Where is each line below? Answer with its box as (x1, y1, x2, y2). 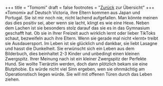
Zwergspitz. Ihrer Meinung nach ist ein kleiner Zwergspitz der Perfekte (5, 56, 147, 61)
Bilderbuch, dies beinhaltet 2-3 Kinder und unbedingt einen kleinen (5, 51, 140, 57)
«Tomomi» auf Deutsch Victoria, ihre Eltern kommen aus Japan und (5, 10, 140, 15)
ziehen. (5, 76, 20, 82)
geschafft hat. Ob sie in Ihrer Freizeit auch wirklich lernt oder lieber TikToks (5, 30, 156, 36)
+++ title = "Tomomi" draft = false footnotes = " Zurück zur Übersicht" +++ (5, 5, 155, 10)
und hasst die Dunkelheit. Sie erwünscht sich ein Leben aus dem (5, 46, 135, 51)
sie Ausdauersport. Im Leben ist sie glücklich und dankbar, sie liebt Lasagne (5, 41, 158, 46)
